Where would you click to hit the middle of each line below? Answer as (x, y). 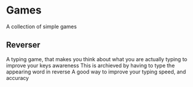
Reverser (23, 45)
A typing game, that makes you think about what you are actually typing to (97, 59)
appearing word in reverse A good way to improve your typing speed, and (96, 72)
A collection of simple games (41, 26)
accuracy (17, 78)
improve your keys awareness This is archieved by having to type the (91, 65)
